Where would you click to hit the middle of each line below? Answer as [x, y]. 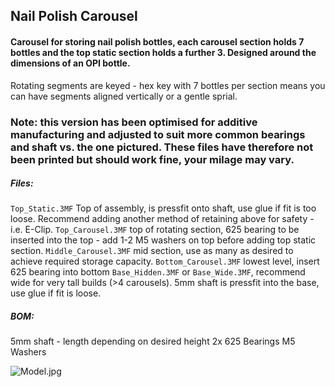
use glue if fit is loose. [56, 293]
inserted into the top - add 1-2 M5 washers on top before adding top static [163, 240]
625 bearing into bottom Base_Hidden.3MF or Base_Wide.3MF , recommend [158, 272]
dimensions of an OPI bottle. [70, 63]
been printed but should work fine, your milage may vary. [152, 159]
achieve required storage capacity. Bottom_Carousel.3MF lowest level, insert [165, 261]
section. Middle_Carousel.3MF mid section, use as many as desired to [152, 251]
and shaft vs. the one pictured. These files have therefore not [162, 147]
